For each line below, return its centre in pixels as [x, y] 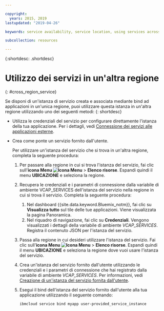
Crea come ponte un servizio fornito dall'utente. [60, 141]
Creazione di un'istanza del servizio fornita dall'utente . [74, 280]
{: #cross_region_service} [31, 92]
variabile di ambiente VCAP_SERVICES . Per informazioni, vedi [81, 275]
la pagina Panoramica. [49, 215]
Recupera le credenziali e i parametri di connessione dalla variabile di [89, 185]
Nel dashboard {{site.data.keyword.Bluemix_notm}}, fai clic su [89, 205]
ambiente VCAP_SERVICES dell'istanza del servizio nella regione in [87, 190]
